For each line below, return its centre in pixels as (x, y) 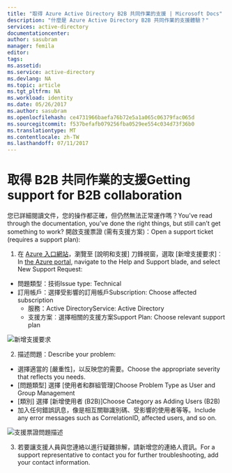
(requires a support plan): (44, 240)
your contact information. (54, 463)
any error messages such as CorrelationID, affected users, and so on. (117, 418)
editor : (18, 53)
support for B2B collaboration (95, 195)
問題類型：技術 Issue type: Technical (69, 284)
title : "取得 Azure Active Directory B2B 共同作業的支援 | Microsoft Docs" (115, 14)
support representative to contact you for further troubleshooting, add (118, 455)
